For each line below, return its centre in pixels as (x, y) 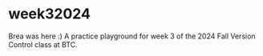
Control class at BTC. (43, 44)
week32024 (49, 14)
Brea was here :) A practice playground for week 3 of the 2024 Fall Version (132, 36)
